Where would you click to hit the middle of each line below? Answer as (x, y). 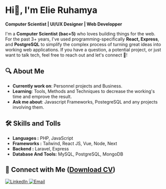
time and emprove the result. (42, 96)
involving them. (28, 107)
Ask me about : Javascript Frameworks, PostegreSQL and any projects (85, 101)
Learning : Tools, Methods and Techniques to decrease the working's (83, 91)
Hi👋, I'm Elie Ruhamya (51, 10)
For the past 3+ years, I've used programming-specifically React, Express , (82, 39)
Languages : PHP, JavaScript (43, 138)
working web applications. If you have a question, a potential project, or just (83, 49)
